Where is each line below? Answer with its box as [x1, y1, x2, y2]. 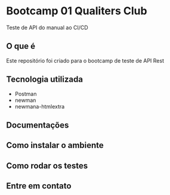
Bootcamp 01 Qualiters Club [6, 4, 147, 18]
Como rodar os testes [6, 160, 88, 171]
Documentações [6, 120, 69, 130]
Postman [14, 90, 37, 97]
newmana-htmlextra [14, 103, 65, 110]
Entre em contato [6, 181, 72, 191]
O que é [6, 41, 36, 51]
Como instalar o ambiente [6, 140, 104, 150]
